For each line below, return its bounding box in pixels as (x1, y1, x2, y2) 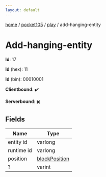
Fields (5, 115, 25, 123)
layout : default (5, 7, 40, 13)
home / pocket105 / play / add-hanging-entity (5, 21, 101, 28)
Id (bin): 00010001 (5, 76, 44, 82)
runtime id (8, 147, 32, 154)
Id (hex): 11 (5, 66, 28, 72)
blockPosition (37, 155, 70, 162)
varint (37, 164, 51, 171)
